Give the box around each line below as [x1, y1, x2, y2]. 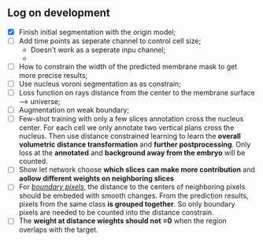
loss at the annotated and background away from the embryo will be [18, 148, 246, 158]
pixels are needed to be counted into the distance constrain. [18, 208, 214, 218]
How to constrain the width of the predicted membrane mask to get [18, 61, 238, 71]
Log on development [7, 6, 111, 20]
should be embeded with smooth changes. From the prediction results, [18, 191, 249, 200]
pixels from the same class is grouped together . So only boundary [18, 199, 235, 209]
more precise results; [18, 71, 88, 80]
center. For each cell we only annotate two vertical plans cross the [18, 123, 235, 132]
